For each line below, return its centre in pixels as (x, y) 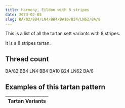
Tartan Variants (27, 101)
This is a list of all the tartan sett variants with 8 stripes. (63, 34)
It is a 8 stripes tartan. (28, 43)
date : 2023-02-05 (24, 15)
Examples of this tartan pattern (55, 87)
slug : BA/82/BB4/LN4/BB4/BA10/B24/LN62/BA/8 (53, 19)
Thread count (27, 59)
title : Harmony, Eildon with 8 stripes (47, 10)
